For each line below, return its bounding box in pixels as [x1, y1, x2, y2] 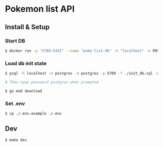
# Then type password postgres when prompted [5, 79, 98, 85]
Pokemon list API [5, 3, 75, 15]
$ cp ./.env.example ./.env [5, 111, 62, 116]
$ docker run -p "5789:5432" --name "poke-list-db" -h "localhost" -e [5, 48, 151, 53]
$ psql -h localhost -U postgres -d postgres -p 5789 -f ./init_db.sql [5, 71, 153, 76]
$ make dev [5, 137, 27, 142]
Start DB [5, 37, 25, 44]
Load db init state [5, 60, 47, 67]
